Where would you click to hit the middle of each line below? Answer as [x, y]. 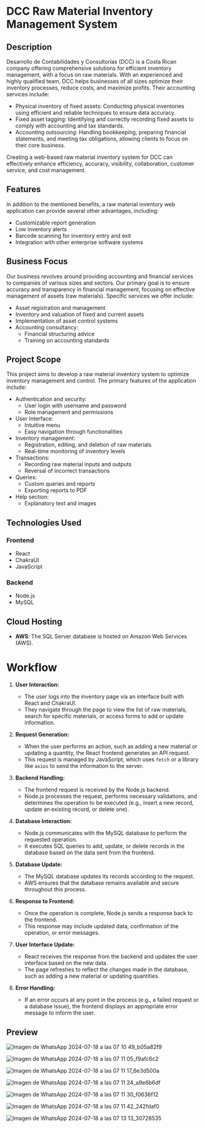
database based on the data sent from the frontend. [90, 853]
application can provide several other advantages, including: [83, 210]
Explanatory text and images [60, 504]
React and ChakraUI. [50, 703]
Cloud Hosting [34, 622]
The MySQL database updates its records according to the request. [109, 877]
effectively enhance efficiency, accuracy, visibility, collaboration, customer [100, 163]
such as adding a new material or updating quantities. [92, 976]
